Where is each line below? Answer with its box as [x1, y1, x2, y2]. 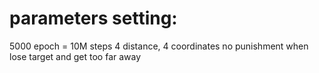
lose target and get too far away [9, 50, 142, 62]
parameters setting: [9, 7, 178, 30]
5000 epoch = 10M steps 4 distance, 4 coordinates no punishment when [9, 40, 309, 52]
